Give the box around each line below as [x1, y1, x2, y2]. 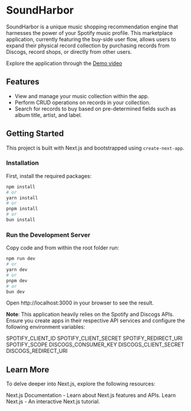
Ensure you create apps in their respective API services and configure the [6, 317, 185, 324]
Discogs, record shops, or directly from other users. [6, 48, 132, 55]
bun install [6, 217, 35, 223]
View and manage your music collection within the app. [14, 92, 149, 99]
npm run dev [6, 255, 35, 262]
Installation [6, 159, 39, 167]
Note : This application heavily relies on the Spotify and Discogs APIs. [6, 311, 174, 318]
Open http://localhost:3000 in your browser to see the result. [6, 299, 154, 306]
